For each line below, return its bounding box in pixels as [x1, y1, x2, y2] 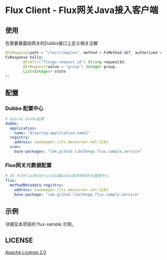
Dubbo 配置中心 [5, 104, 43, 111]
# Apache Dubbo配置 [5, 116, 44, 121]
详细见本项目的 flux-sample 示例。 [5, 221, 76, 227]
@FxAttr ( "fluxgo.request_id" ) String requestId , [23, 59, 126, 64]
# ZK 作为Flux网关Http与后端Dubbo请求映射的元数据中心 [5, 173, 109, 178]
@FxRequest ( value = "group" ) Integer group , [23, 64, 117, 69]
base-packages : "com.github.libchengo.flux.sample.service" [14, 149, 142, 154]
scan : [9, 144, 21, 149]
